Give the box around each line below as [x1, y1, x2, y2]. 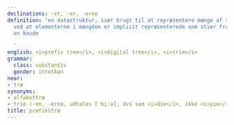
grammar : [7, 55, 33, 63]
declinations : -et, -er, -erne [7, 10, 98, 17]
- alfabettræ [7, 94, 45, 101]
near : [7, 75, 23, 82]
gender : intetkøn [13, 68, 64, 75]
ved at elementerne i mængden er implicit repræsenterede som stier [13, 23, 217, 30]
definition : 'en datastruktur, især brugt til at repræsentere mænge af [7, 17, 223, 24]
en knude [13, 29, 39, 37]
